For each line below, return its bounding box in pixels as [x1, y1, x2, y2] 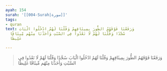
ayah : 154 [5, 7, 27, 13]
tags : [5, 17, 17, 22]
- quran [5, 21, 22, 27]
